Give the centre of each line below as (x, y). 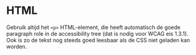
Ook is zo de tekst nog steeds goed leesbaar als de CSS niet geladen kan (98, 40)
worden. (17, 47)
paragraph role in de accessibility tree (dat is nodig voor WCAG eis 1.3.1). (97, 33)
